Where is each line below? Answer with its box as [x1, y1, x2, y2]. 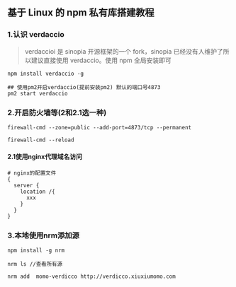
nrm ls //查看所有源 [7, 261, 62, 268]
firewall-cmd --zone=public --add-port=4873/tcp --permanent [7, 124, 192, 131]
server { [13, 182, 40, 189]
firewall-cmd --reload [7, 136, 74, 143]
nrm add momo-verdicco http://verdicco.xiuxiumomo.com [7, 273, 176, 281]
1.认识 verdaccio [7, 30, 65, 40]
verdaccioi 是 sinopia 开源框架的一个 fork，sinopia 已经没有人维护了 [24, 47, 223, 55]
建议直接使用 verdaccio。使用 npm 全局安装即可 [30, 56, 172, 64]
